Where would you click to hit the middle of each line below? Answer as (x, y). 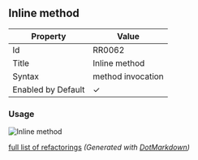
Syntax (26, 76)
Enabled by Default (49, 89)
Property (49, 36)
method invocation (128, 76)
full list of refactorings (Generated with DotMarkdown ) (99, 147)
